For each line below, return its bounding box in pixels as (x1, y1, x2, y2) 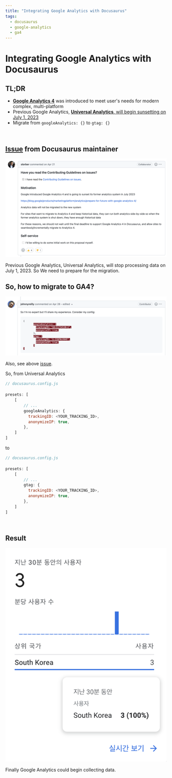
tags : (5, 13, 17, 19)
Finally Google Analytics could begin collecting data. (5, 767, 116, 773)
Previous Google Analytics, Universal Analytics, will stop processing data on (5, 262, 166, 269)
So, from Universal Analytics (5, 370, 66, 377)
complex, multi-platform (12, 103, 64, 110)
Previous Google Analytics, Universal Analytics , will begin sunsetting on (12, 109, 166, 115)
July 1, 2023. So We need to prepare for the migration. (5, 268, 120, 274)
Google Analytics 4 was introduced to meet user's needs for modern (12, 98, 159, 104)
